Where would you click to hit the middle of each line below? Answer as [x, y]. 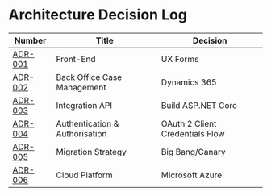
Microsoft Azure [192, 175]
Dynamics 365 [189, 82]
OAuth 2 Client [189, 123]
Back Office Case [89, 77]
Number [30, 40]
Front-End [76, 59]
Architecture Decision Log [98, 15]
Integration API [84, 105]
